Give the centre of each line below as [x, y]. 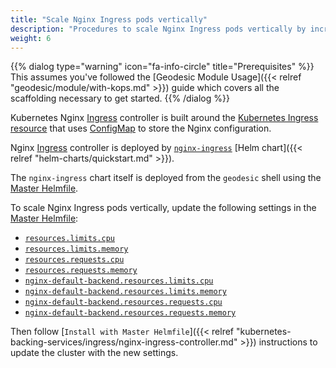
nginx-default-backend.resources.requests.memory [130, 313]
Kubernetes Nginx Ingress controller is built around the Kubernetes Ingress [164, 118]
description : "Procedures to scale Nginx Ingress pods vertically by [158, 29]
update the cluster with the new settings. [94, 353]
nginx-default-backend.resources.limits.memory [125, 292]
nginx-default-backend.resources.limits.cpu [119, 281]
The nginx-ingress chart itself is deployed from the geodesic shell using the [166, 178]
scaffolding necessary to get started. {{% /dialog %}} [120, 98]
